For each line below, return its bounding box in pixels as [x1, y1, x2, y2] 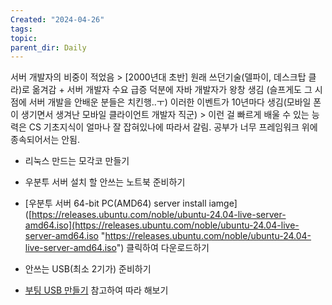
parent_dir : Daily [10, 42, 87, 53]
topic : [10, 33, 38, 43]
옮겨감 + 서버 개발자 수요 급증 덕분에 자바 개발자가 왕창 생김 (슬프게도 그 [31, 84, 313, 96]
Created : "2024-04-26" [10, 14, 105, 25]
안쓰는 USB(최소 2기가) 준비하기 [24, 263, 152, 275]
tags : [10, 24, 33, 34]
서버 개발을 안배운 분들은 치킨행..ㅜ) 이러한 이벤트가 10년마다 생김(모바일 [28, 96, 312, 108]
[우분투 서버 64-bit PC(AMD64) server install [24, 197, 207, 210]
